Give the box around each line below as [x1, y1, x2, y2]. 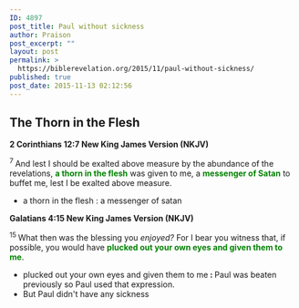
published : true [9, 73, 71, 82]
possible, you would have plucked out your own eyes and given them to [9, 241, 284, 252]
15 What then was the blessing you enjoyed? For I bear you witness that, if [9, 231, 286, 242]
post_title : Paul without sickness [9, 22, 145, 31]
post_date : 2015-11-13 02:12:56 [9, 81, 132, 90]
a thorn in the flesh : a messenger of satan [22, 195, 182, 206]
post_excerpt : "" [9, 38, 76, 48]
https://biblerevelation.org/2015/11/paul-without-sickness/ [17, 65, 255, 74]
